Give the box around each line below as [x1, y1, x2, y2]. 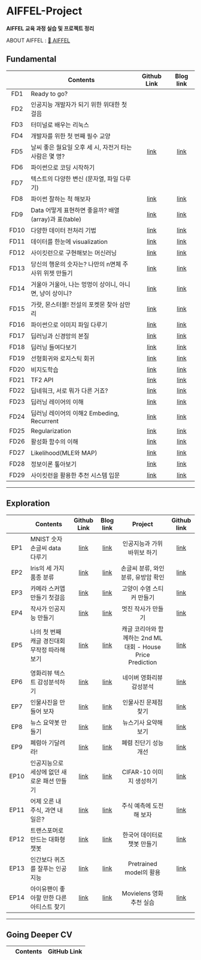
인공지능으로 [30, 759, 64, 767]
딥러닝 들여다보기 [31, 343, 77, 351]
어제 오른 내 [30, 797, 62, 805]
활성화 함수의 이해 [31, 437, 79, 446]
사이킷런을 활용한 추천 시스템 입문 [31, 471, 120, 479]
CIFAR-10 [121, 768, 151, 776]
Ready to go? [31, 89, 68, 98]
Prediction [128, 658, 157, 666]
